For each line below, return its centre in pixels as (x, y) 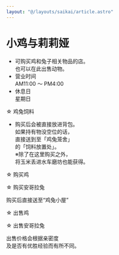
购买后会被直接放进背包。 (46, 124)
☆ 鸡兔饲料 (20, 111)
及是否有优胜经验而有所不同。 (43, 245)
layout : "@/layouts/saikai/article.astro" (60, 12)
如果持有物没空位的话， (44, 131)
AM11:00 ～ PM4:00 (39, 83)
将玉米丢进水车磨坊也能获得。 (51, 161)
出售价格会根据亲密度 (32, 238)
